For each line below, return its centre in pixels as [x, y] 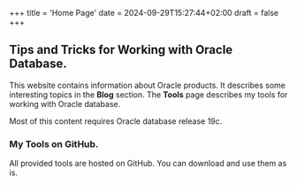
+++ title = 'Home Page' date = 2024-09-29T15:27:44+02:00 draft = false [144, 13]
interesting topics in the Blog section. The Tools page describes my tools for [148, 94]
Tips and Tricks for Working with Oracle [121, 50]
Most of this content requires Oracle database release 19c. [116, 121]
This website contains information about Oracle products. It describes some [147, 85]
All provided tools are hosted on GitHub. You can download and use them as [148, 164]
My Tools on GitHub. [54, 143]
